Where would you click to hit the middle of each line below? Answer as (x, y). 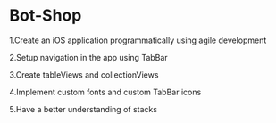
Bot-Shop (46, 16)
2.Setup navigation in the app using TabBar (88, 57)
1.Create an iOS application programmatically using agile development (138, 40)
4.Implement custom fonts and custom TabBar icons (105, 92)
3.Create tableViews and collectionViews (84, 74)
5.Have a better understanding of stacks (84, 109)
